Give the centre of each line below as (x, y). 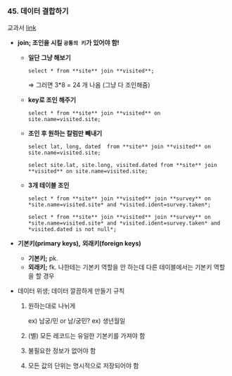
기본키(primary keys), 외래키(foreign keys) (79, 244)
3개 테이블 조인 (49, 185)
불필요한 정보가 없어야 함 (62, 351)
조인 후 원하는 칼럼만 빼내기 (65, 133)
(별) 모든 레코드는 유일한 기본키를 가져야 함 (86, 336)
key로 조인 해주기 (52, 100)
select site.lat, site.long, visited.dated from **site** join (123, 165)
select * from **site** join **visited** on (94, 113)
